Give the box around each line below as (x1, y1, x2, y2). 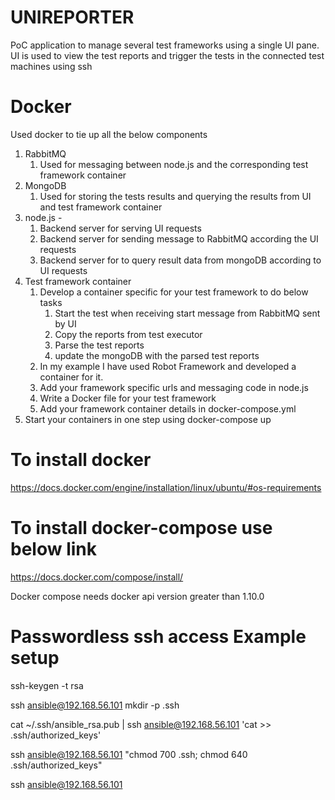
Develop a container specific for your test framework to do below (39, 286, 309, 298)
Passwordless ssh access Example (10, 625, 307, 648)
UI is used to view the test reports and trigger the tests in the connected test (10, 49, 325, 61)
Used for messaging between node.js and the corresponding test (39, 158, 309, 170)
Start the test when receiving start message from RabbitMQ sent (54, 307, 321, 319)
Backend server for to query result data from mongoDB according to (39, 254, 322, 266)
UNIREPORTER (10, 6, 135, 29)
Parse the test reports (54, 339, 145, 351)
